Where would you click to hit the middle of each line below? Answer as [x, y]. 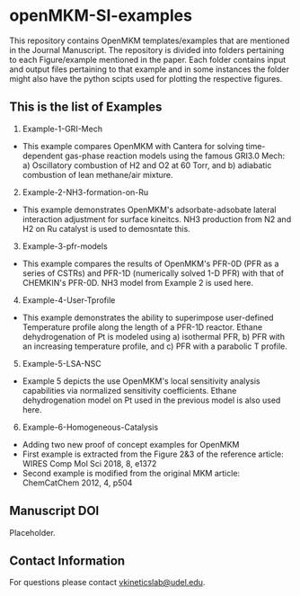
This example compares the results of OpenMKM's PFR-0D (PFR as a [150, 263]
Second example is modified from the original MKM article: [131, 473]
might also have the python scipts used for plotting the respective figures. [146, 78]
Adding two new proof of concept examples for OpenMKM [131, 444]
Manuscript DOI [54, 511]
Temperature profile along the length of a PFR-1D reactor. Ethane [142, 327]
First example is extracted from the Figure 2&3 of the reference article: [153, 454]
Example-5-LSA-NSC [62, 363]
